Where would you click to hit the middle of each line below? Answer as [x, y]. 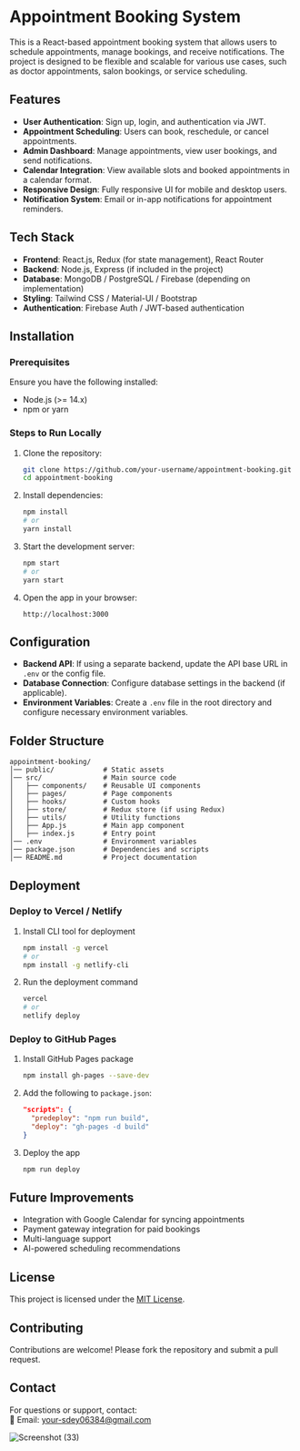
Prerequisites [40, 362]
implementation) [53, 288]
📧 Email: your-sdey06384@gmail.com [80, 1419]
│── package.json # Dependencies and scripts [109, 850]
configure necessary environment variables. [105, 712]
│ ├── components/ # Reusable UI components [105, 786]
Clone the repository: [62, 453]
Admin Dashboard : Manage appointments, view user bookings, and [150, 150]
